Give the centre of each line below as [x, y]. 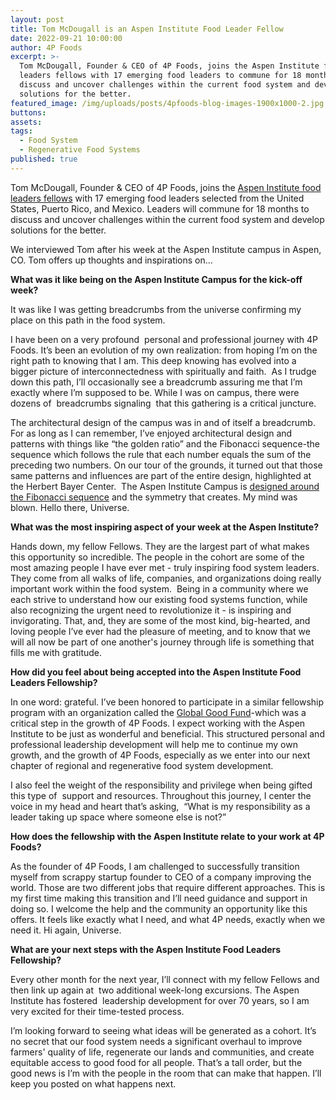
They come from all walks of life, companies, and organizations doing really [166, 578]
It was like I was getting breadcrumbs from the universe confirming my [156, 309]
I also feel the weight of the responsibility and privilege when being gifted [161, 785]
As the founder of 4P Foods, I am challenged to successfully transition [155, 866]
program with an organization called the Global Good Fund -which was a [158, 712]
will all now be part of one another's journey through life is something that [162, 642]
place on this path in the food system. [88, 320]
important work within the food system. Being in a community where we [159, 588]
